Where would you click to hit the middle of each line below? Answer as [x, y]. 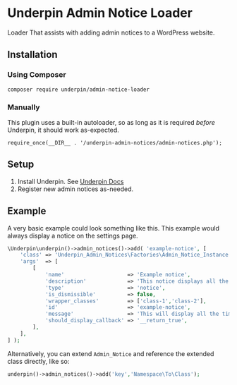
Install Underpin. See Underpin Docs [71, 181]
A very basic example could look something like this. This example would [114, 228]
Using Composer [37, 75]
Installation [32, 55]
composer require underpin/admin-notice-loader [79, 90]
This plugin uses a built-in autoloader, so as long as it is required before [111, 122]
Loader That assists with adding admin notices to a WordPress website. [111, 32]
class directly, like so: [38, 361]
